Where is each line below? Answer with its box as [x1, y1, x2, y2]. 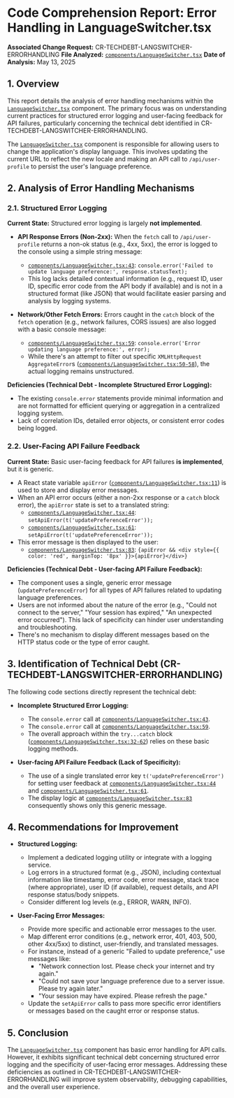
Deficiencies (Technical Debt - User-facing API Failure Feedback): [7, 565, 203, 573]
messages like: [27, 955, 71, 963]
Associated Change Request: [7, 43, 94, 51]
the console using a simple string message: [17, 247, 142, 256]
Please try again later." [38, 984, 103, 993]
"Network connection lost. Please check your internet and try [38, 962, 215, 971]
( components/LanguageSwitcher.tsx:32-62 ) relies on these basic [27, 737, 210, 745]
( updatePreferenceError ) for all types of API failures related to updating [17, 586, 222, 594]
